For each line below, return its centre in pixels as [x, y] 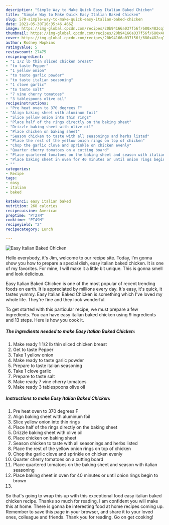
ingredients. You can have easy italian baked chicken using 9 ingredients [81, 314]
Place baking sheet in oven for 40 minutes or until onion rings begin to [86, 475]
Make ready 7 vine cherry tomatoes [50, 381]
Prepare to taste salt [34, 376]
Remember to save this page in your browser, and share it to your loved [79, 511]
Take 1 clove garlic [32, 371]
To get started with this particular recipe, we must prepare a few [72, 309]
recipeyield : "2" [24, 225]
